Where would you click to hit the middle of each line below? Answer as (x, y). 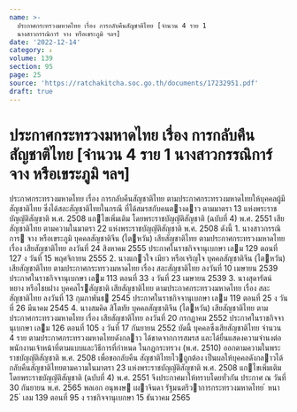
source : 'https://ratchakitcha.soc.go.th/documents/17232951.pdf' (134, 83)
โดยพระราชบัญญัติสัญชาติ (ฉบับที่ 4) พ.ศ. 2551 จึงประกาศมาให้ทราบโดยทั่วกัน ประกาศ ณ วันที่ (148, 378)
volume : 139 (31, 58)
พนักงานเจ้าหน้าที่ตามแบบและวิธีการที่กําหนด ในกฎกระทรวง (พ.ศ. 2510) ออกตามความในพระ (145, 348)
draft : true (31, 91)
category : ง (30, 50)
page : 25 (25, 75)
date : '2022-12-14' (45, 42)
